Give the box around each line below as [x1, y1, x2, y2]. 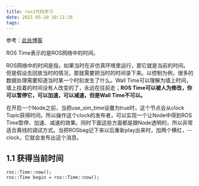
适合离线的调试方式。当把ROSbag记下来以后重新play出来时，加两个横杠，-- [6, 127, 192, 134]
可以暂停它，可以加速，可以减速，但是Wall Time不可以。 [6, 92, 146, 99]
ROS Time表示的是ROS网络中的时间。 [6, 49, 99, 56]
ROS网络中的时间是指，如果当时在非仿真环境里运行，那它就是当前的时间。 [6, 62, 189, 69]
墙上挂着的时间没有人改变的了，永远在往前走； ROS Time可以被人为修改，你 [6, 84, 192, 92]
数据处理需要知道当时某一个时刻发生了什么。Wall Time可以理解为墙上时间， [6, 77, 192, 84]
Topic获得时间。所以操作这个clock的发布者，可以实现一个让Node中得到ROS [6, 112, 192, 119]
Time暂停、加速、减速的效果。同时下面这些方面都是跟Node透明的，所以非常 [6, 119, 193, 127]
